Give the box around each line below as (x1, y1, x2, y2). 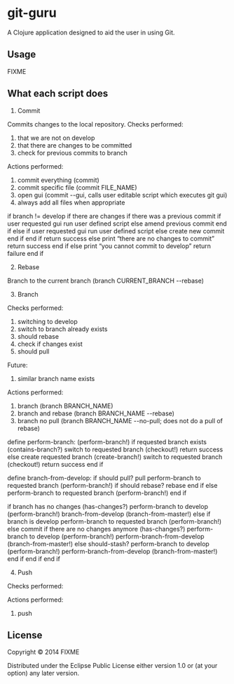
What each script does (7, 88, 109, 100)
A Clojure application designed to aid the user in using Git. (7, 28, 175, 37)
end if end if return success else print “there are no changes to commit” (7, 234, 215, 243)
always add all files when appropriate (17, 198, 125, 207)
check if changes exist (17, 340, 83, 348)
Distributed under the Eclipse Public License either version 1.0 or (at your (7, 662, 218, 670)
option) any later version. (7, 669, 79, 678)
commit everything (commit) (17, 176, 99, 184)
